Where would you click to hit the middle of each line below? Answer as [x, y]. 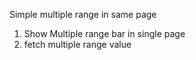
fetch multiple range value [77, 44]
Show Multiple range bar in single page [104, 33]
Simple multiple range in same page [83, 14]
